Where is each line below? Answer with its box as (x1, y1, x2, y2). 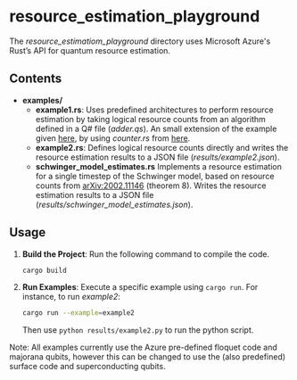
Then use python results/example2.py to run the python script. (21, 325, 254, 335)
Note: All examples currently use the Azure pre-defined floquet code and (9, 342, 278, 353)
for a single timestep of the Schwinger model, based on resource (35, 170, 275, 181)
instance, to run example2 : (21, 292, 120, 302)
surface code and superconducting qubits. (9, 361, 167, 372)
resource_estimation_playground (9, 6, 260, 27)
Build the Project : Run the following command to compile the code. (21, 248, 270, 260)
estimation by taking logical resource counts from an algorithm (35, 113, 266, 124)
